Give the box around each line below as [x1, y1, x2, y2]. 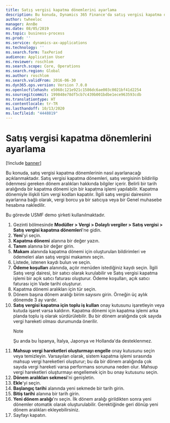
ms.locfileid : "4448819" [6, 111, 58, 116]
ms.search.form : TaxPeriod [6, 50, 63, 55]
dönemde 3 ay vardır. [13, 297, 58, 303]
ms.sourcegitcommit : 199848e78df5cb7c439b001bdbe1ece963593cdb [6, 92, 142, 97]
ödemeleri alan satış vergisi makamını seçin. [13, 254, 105, 260]
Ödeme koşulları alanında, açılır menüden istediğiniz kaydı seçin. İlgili [13, 264, 158, 270]
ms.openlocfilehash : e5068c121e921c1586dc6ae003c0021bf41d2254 [6, 87, 142, 92]
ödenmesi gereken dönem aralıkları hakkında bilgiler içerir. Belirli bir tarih [6, 180, 157, 186]
